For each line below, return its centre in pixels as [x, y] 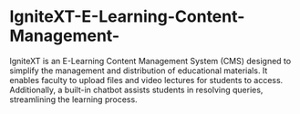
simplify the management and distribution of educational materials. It [139, 71]
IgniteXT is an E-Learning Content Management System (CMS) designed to [150, 61]
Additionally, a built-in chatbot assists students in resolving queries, [136, 90]
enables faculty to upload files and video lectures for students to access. [146, 80]
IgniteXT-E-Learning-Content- [127, 17]
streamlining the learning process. [74, 99]
